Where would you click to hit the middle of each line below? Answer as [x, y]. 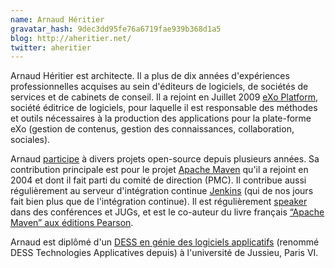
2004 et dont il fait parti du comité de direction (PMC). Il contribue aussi [158, 180]
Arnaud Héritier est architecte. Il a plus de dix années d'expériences [150, 76]
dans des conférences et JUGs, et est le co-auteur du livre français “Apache [167, 212]
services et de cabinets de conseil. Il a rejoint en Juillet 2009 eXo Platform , [164, 97]
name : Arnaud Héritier [57, 19]
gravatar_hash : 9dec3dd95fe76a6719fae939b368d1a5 [116, 29]
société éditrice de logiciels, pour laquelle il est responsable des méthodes [164, 108]
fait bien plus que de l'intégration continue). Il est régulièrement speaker [159, 202]
